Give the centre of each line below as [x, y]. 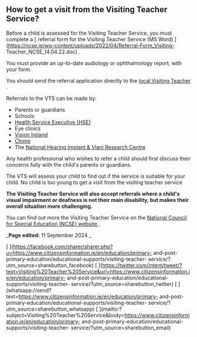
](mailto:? [111, 309]
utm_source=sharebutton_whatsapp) [50, 309]
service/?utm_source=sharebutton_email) [121, 328]
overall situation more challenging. [49, 206]
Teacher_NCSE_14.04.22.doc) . [43, 52]
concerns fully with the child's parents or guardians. [69, 164]
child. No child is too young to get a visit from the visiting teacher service [94, 182]
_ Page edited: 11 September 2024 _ [49, 235]
